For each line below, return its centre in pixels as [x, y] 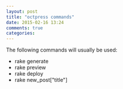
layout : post [22, 11]
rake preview [30, 67]
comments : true [25, 28]
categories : [20, 33]
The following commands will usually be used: [62, 50]
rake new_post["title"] [41, 80]
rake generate [31, 61]
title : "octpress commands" [40, 17]
